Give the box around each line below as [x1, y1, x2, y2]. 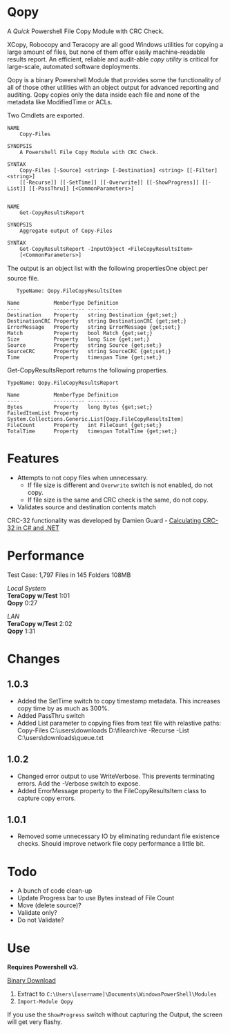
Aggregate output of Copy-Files [19, 227, 113, 234]
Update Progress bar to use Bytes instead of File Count [17, 894, 175, 902]
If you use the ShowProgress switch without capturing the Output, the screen [7, 1010, 223, 1019]
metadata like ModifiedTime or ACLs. [7, 97, 113, 106]
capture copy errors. [17, 794, 76, 802]
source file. [7, 274, 39, 282]
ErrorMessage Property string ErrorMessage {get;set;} [7, 323, 181, 330]
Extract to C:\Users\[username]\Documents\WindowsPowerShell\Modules [17, 989, 217, 998]
